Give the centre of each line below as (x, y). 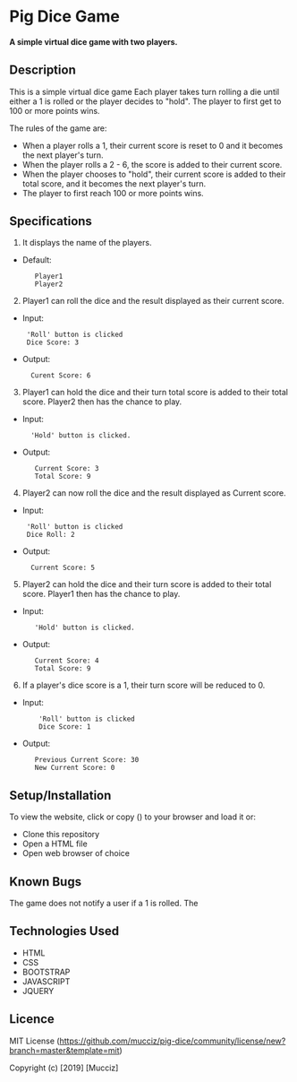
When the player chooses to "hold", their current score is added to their (154, 174)
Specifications (51, 221)
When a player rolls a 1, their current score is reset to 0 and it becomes (153, 145)
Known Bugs (46, 882)
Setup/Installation (60, 795)
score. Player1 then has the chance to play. (101, 594)
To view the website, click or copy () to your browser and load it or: (133, 817)
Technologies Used (64, 931)
